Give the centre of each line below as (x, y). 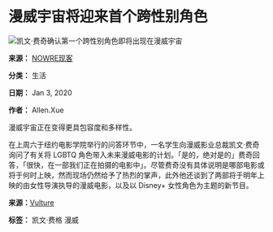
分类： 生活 (27, 75)
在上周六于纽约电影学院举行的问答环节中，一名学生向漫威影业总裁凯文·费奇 (134, 144)
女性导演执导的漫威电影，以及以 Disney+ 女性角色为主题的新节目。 (141, 185)
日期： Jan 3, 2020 (41, 92)
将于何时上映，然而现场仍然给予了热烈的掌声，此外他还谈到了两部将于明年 (133, 175)
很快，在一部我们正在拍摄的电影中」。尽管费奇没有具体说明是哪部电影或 (145, 164)
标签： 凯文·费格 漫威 (43, 220)
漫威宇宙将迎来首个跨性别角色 (108, 17)
